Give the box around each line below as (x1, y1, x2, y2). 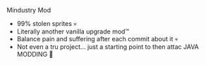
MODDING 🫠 (16, 50, 54, 58)
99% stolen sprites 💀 (16, 20, 77, 27)
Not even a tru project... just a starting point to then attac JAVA (16, 43, 199, 51)
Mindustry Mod (6, 6, 51, 14)
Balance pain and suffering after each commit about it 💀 (16, 35, 178, 43)
